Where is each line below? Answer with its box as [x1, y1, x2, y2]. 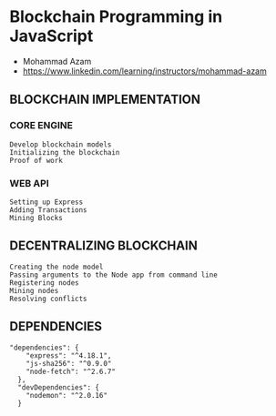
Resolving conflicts [9, 294, 88, 303]
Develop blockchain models [9, 139, 112, 149]
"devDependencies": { [17, 382, 100, 392]
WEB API [9, 177, 50, 189]
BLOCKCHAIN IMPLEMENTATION [9, 92, 201, 107]
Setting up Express [9, 198, 84, 207]
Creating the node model [9, 262, 104, 271]
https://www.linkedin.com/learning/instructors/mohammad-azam [22, 66, 267, 76]
